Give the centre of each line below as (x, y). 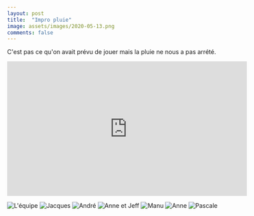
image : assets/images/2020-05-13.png (61, 26)
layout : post (26, 13)
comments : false (30, 32)
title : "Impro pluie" (39, 20)
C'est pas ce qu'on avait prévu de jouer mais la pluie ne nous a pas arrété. (112, 52)
